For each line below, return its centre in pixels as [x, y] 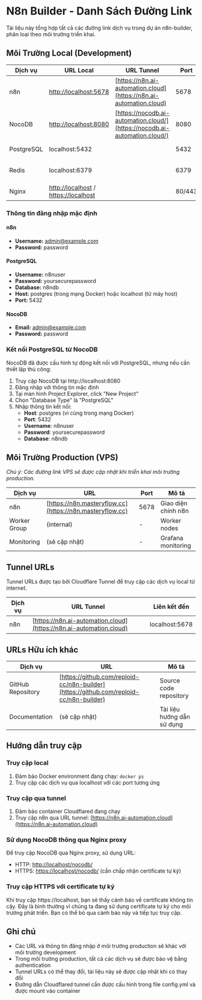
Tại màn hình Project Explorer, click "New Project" [77, 393]
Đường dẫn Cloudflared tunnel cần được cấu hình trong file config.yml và [105, 984]
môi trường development [45, 952]
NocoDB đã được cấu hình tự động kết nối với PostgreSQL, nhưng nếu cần [98, 363]
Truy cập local [28, 763]
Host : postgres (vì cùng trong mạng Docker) [79, 413]
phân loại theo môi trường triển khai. [51, 34]
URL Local [79, 70]
